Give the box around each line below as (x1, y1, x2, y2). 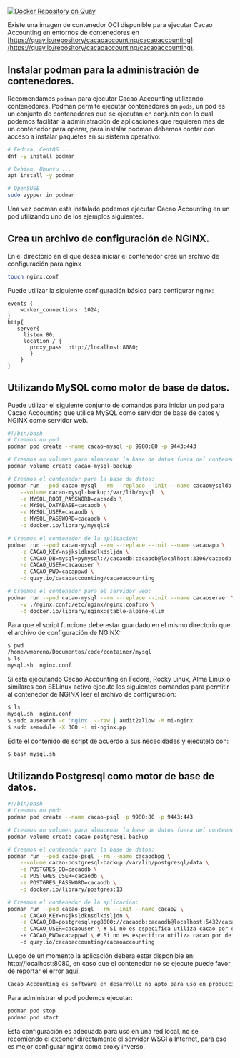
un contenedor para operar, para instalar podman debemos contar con (7, 124, 216, 133)
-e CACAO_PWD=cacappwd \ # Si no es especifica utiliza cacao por (20, 932, 222, 939)
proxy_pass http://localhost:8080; (29, 344, 139, 351)
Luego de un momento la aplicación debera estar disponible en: (7, 951, 195, 960)
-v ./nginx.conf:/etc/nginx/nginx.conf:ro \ (20, 601, 155, 608)
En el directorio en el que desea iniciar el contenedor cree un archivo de (7, 251, 220, 260)
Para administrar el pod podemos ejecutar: (7, 993, 134, 1002)
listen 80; (23, 331, 56, 339)
